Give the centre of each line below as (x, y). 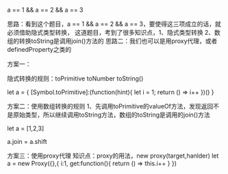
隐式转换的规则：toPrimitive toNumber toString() (75, 78)
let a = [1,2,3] (26, 128)
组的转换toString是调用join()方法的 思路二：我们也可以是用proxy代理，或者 (112, 41)
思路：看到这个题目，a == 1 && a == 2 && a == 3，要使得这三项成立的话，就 (114, 24)
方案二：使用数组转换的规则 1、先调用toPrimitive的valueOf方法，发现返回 (110, 106)
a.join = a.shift (27, 142)
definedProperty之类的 (39, 49)
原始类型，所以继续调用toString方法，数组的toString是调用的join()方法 (111, 115)
